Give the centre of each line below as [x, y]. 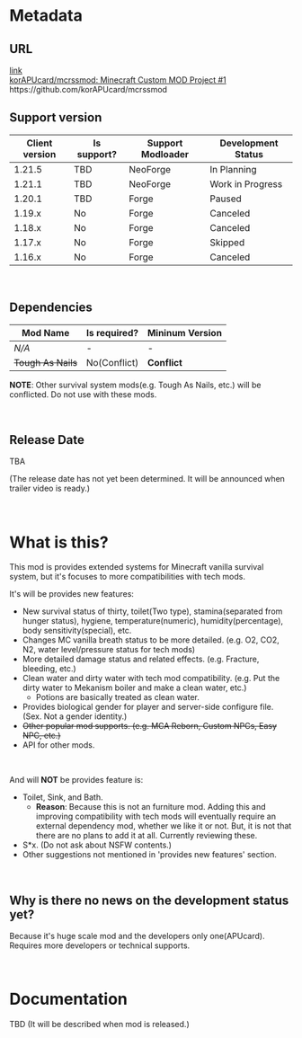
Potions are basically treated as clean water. [118, 697]
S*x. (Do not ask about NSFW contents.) [97, 845]
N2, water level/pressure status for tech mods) [109, 650]
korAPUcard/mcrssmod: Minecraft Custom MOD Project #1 [118, 80]
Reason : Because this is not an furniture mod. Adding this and [151, 807]
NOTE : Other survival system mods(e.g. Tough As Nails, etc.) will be [135, 385]
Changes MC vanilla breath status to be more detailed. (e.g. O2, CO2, [151, 640]
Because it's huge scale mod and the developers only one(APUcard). [137, 936]
